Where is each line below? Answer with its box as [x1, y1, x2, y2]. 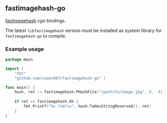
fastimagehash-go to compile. [5, 33, 67, 39]
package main [5, 57, 33, 63]
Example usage [5, 45, 44, 52]
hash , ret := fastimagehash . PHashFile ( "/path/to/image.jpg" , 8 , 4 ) [14, 89, 163, 95]
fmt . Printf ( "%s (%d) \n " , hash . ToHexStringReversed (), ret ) [23, 104, 152, 109]
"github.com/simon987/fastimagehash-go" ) [14, 76, 106, 81]
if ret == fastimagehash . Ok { [14, 99, 79, 104]
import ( [5, 66, 24, 71]
